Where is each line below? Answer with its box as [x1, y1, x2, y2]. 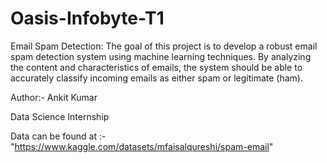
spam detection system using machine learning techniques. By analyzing [10, 50, 312, 62]
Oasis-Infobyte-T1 [10, 7, 165, 30]
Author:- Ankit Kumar [10, 91, 98, 103]
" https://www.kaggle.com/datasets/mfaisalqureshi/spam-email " [10, 140, 274, 152]
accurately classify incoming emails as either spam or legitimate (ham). [10, 72, 303, 84]
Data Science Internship [10, 110, 110, 122]
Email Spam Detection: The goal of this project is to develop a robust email [10, 40, 318, 52]
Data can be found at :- [10, 130, 107, 142]
